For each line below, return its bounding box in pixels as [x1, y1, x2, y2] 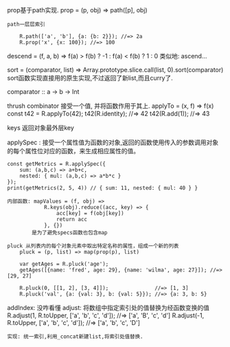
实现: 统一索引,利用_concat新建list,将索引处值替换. [7, 333, 143, 340]
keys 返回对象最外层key [7, 124, 74, 132]
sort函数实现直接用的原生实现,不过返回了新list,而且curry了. [7, 74, 173, 82]
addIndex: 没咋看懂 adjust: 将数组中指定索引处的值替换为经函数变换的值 [7, 304, 210, 311]
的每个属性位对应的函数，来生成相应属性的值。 [7, 147, 139, 155]
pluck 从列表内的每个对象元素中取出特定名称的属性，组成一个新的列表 [7, 243, 179, 249]
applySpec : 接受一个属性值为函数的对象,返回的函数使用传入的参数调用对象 [7, 138, 218, 146]
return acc [56, 216, 88, 223]
